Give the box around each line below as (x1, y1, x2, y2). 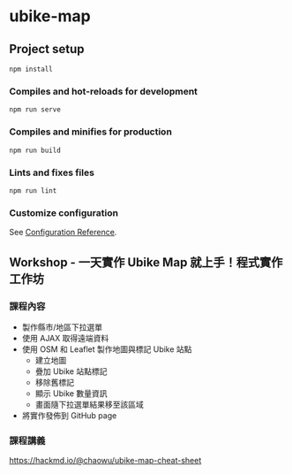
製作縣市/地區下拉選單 (21, 321, 103, 333)
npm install (9, 65, 53, 73)
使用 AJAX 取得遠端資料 (21, 333, 109, 343)
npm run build (9, 146, 62, 155)
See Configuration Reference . (9, 227, 117, 238)
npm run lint (9, 186, 57, 195)
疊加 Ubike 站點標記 (34, 365, 108, 377)
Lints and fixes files (9, 166, 95, 179)
